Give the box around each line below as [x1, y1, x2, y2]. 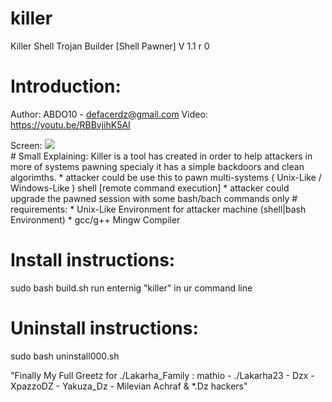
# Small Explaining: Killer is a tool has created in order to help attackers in [10, 150, 313, 162]
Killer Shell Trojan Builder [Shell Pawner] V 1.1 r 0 [10, 40, 210, 52]
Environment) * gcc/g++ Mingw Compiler [10, 213, 181, 226]
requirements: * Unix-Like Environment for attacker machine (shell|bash [10, 203, 307, 215]
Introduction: [10, 75, 122, 98]
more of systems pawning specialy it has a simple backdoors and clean [10, 160, 305, 172]
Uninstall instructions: [10, 317, 199, 339]
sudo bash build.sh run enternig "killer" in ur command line [10, 282, 253, 294]
